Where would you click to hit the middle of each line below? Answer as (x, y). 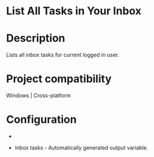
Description (36, 39)
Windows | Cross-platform (39, 96)
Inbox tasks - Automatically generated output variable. (81, 148)
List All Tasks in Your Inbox (74, 11)
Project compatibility (59, 79)
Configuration (42, 120)
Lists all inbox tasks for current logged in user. (63, 55)
